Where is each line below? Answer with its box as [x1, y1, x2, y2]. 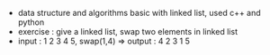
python [17, 17, 45, 27]
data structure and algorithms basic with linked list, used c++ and [17, 8, 261, 18]
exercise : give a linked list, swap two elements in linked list [17, 27, 238, 36]
